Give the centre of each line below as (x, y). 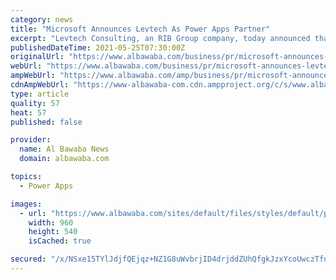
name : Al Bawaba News (64, 149)
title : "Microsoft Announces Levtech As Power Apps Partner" (140, 29)
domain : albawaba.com (64, 159)
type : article (40, 94)
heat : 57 (28, 112)
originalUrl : (37, 57)
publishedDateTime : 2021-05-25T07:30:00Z (98, 47)
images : (26, 204)
